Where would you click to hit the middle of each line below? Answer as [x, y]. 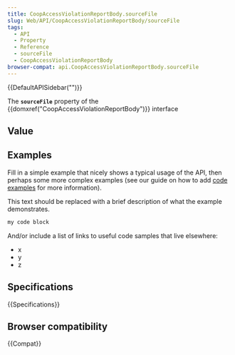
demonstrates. [28, 209]
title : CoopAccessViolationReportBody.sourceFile [83, 14]
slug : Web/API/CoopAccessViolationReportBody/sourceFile [94, 21]
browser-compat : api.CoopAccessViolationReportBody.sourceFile [103, 67]
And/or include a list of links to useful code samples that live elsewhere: [113, 235]
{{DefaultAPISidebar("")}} [45, 87]
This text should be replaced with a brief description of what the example [115, 201]
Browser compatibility [58, 326]
